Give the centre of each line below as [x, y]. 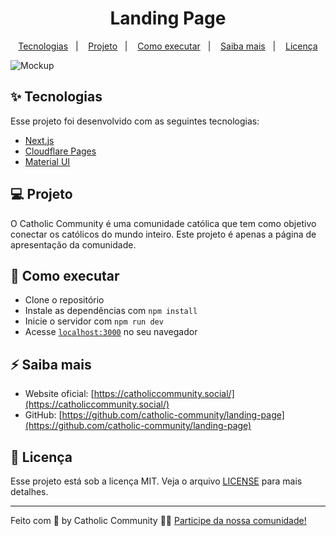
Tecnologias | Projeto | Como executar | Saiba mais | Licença [168, 46]
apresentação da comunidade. [73, 244]
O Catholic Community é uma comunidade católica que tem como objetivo [163, 223]
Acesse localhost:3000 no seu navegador [111, 332]
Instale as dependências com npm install [111, 311]
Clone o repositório [64, 300]
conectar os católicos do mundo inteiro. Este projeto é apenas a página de [163, 234]
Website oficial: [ [59, 394]
